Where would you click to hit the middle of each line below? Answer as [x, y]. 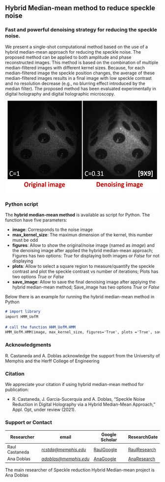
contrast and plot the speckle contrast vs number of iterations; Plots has [85, 271]
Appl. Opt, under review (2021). [44, 409]
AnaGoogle [105, 459]
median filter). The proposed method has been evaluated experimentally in [81, 89]
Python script [22, 204]
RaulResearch [142, 450]
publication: [17, 389]
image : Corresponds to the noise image [53, 229]
